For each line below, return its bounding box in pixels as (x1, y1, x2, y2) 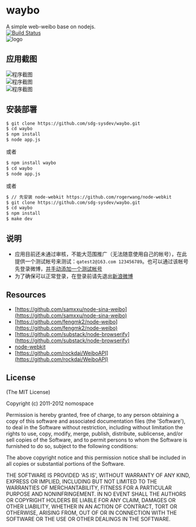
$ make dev (6, 216, 33, 222)
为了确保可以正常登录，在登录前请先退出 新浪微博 (14, 272, 133, 280)
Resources (6, 290, 46, 300)
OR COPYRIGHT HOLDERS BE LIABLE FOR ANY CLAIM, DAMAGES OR (6, 496, 176, 503)
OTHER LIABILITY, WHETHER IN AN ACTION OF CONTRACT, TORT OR (6, 503, 177, 510)
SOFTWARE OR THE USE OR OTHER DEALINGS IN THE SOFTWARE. (6, 515, 171, 522)
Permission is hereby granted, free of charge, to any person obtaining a (6, 411, 179, 418)
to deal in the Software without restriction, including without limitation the (6, 423, 183, 430)
